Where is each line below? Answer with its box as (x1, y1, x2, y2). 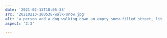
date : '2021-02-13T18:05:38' (5, 7, 66, 12)
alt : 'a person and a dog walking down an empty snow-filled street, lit (5, 16, 163, 21)
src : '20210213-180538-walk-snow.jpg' (5, 12, 86, 17)
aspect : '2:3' (5, 21, 35, 26)
